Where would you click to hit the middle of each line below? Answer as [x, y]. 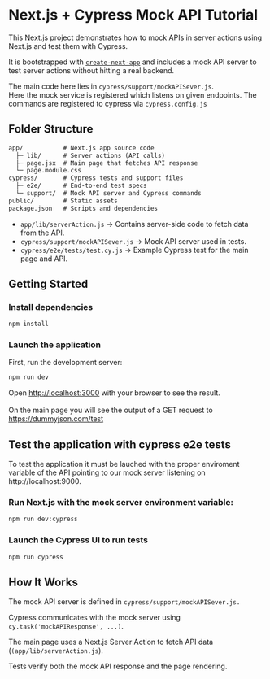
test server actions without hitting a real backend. [91, 70]
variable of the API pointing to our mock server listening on [107, 472]
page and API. [44, 259]
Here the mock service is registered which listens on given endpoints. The [133, 94]
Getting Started [48, 284]
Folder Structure [51, 129]
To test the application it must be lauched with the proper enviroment [124, 464]
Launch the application [55, 345]
